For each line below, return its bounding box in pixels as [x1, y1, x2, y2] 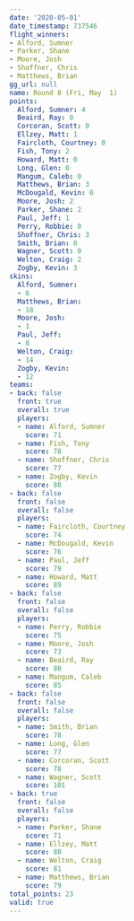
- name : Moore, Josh [17, 639, 94, 648]
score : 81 [25, 864, 63, 873]
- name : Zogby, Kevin [17, 472, 98, 481]
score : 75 [25, 630, 63, 640]
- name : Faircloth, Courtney [17, 522, 126, 531]
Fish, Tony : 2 [17, 146, 70, 155]
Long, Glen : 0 [17, 163, 70, 172]
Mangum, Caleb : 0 [17, 171, 82, 180]
